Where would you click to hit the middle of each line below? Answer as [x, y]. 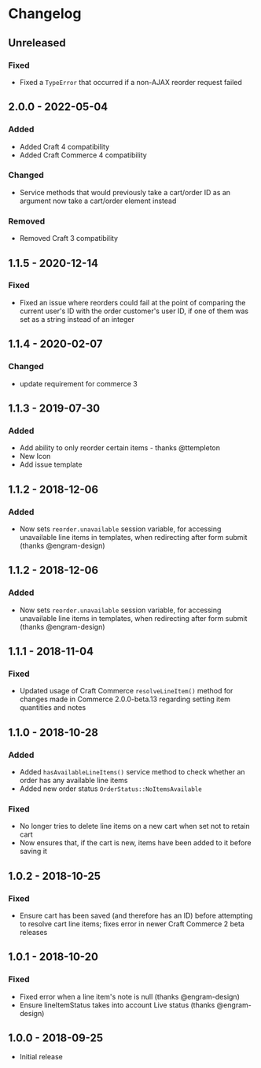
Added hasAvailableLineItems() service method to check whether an [132, 771]
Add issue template [51, 464]
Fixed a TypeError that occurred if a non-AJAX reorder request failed [130, 82]
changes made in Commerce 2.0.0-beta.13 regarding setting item [125, 699]
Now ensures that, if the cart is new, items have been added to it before [135, 843]
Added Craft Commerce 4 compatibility [83, 155]
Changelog [45, 14]
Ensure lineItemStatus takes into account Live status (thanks [117, 1005]
